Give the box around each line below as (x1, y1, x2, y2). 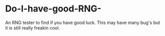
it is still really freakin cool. (5, 24, 60, 30)
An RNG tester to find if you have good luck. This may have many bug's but (5, 19, 160, 25)
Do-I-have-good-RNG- (5, 3, 101, 14)
